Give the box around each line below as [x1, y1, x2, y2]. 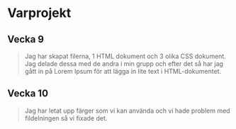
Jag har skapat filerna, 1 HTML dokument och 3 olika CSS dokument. [24, 52, 227, 60]
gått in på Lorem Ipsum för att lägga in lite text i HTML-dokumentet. [24, 67, 222, 75]
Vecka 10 [7, 87, 48, 100]
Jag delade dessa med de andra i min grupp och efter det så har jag [24, 60, 223, 68]
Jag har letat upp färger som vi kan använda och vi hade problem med [24, 106, 230, 115]
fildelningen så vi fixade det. [24, 113, 108, 122]
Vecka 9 [7, 33, 45, 45]
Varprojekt [7, 5, 72, 21]
